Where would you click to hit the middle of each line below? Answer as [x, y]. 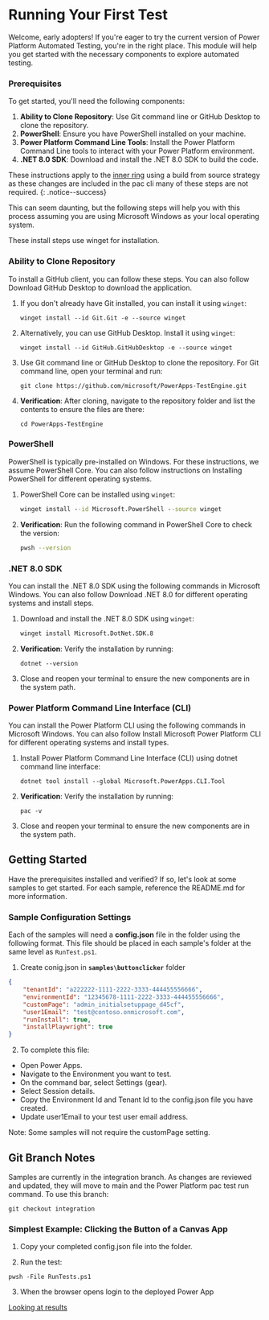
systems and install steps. [51, 603]
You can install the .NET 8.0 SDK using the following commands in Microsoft [134, 586]
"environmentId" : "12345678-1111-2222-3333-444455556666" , [124, 997]
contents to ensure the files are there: [82, 409]
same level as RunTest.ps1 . [53, 952]
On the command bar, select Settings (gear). [93, 1083]
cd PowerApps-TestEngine [61, 424]
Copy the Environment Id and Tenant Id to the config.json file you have [137, 1099]
